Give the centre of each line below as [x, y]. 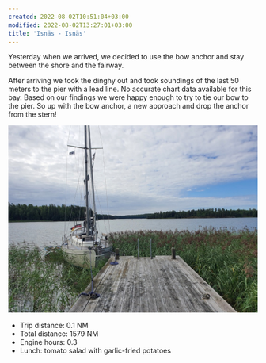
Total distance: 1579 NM [59, 334]
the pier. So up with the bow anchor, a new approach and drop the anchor [129, 106]
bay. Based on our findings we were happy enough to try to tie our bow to [129, 97]
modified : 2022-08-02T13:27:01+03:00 [70, 25]
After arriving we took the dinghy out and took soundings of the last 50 [124, 81]
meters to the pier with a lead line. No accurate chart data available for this [130, 89]
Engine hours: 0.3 [48, 342]
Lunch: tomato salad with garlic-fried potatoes [95, 351]
